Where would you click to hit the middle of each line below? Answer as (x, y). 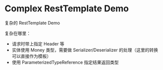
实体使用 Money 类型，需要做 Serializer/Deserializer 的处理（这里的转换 (85, 50)
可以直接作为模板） (31, 56)
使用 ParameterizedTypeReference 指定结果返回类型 (65, 62)
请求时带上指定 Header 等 (38, 44)
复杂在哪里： (18, 33)
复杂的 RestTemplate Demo (32, 23)
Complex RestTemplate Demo (67, 9)
